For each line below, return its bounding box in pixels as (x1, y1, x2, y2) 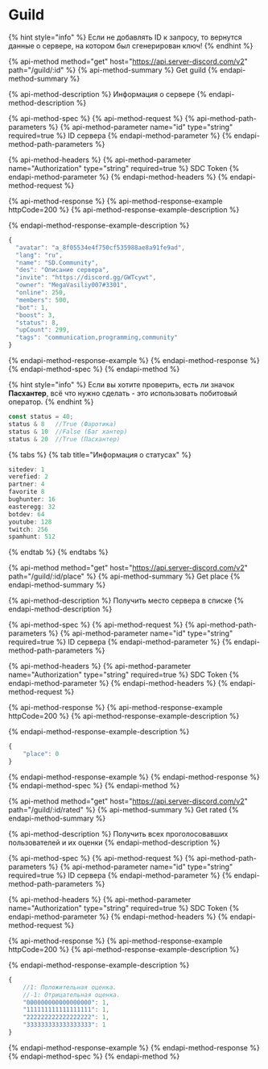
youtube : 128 (8, 518, 52, 526)
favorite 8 (8, 488, 45, 496)
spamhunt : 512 (8, 532, 56, 541)
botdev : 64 (8, 510, 45, 518)
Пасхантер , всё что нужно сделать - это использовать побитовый (8, 389, 237, 399)
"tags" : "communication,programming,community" (15, 333, 179, 342)
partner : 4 (8, 480, 45, 489)
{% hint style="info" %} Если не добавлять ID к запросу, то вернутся (8, 32, 243, 42)
